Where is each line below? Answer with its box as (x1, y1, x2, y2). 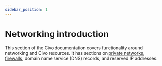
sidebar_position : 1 (5, 7, 48, 12)
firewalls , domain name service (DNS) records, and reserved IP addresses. (5, 55, 158, 61)
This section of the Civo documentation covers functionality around (5, 45, 143, 51)
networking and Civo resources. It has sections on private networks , (5, 50, 145, 56)
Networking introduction (5, 28, 109, 39)
